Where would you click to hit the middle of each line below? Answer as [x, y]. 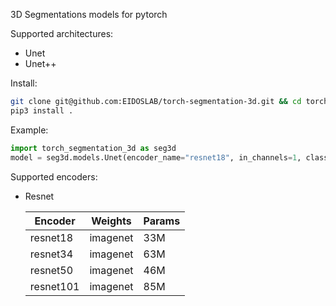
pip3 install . [42, 110]
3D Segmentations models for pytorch [89, 14]
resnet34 [51, 254]
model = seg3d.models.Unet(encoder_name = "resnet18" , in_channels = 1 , [156, 157]
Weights [111, 221]
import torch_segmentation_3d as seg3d [93, 148]
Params [162, 221]
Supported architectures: [62, 33]
